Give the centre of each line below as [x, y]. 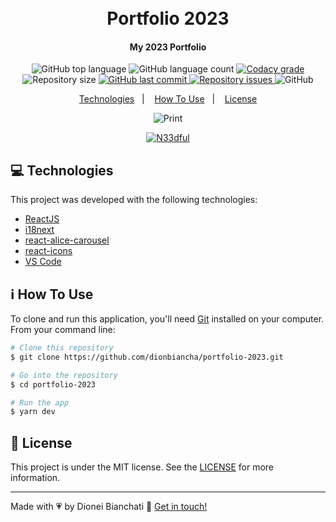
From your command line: [63, 330]
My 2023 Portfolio [168, 47]
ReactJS [42, 219]
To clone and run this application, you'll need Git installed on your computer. [167, 319]
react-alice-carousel [67, 240]
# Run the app [40, 402]
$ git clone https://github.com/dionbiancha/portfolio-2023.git [147, 357]
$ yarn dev [33, 412]
